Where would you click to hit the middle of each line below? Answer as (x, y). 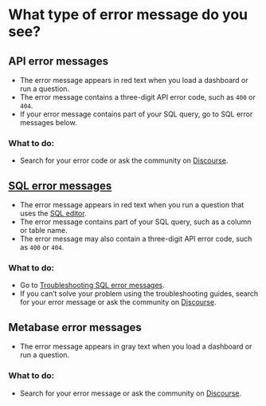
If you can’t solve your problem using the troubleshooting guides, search (139, 294)
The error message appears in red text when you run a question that (132, 205)
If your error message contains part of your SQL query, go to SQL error (136, 114)
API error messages (59, 61)
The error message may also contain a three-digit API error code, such (136, 239)
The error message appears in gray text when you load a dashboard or (136, 347)
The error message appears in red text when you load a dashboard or (134, 80)
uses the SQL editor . (53, 214)
